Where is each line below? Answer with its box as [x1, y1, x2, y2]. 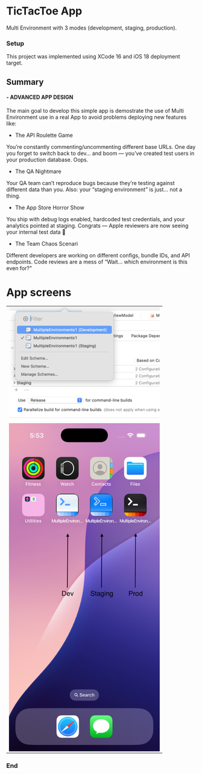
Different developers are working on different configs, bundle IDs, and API [6, 251, 191, 259]
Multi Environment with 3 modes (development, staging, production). [6, 24, 177, 31]
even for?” [6, 264, 32, 272]
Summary [6, 77, 44, 87]
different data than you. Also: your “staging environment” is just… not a [6, 186, 183, 193]
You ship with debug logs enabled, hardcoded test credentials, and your [6, 215, 185, 222]
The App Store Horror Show [14, 204, 84, 211]
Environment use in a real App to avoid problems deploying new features [6, 113, 187, 121]
